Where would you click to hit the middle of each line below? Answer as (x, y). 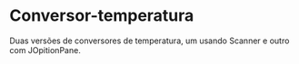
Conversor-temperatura (102, 16)
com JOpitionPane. (45, 50)
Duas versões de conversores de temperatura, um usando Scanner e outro (149, 41)
